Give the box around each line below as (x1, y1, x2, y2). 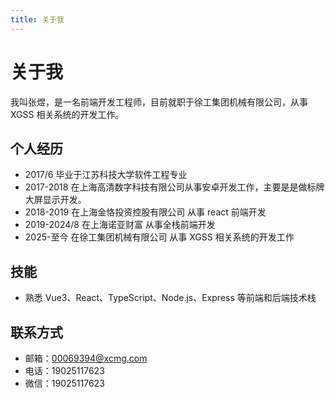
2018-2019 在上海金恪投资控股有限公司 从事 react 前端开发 (24, 206, 267, 218)
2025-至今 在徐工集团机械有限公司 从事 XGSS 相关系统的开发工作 (24, 231, 295, 243)
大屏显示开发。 (24, 194, 87, 206)
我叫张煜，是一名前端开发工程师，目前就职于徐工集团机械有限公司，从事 (10, 96, 308, 108)
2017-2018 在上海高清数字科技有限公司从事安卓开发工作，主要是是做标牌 (24, 181, 325, 193)
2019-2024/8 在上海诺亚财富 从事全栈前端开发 (24, 219, 216, 231)
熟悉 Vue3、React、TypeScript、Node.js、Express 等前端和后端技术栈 (24, 292, 317, 304)
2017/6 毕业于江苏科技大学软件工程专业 (24, 169, 188, 181)
